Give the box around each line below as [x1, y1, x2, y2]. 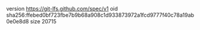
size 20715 [29, 18, 57, 25]
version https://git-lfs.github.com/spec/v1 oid [6, 5, 118, 12]
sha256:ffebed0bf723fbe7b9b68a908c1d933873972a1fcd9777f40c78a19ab [6, 11, 195, 19]
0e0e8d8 [6, 18, 29, 25]
